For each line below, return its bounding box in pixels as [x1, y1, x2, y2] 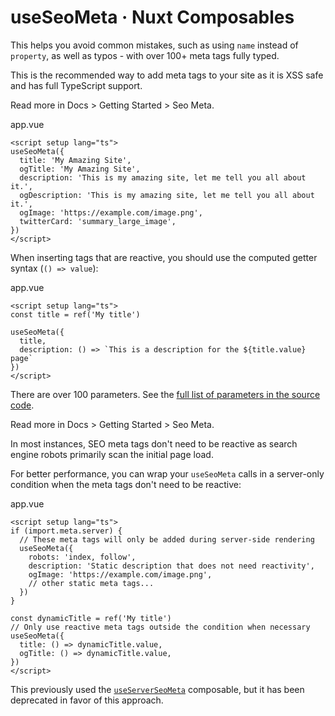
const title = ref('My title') [10, 309, 141, 320]
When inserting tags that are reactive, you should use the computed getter [10, 251, 318, 263]
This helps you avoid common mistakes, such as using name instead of [10, 39, 299, 51]
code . [10, 399, 35, 411]
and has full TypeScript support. [10, 79, 143, 91]
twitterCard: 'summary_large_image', [19, 216, 177, 226]
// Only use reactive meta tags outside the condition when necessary [10, 622, 311, 632]
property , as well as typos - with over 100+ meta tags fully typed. [10, 49, 280, 61]
